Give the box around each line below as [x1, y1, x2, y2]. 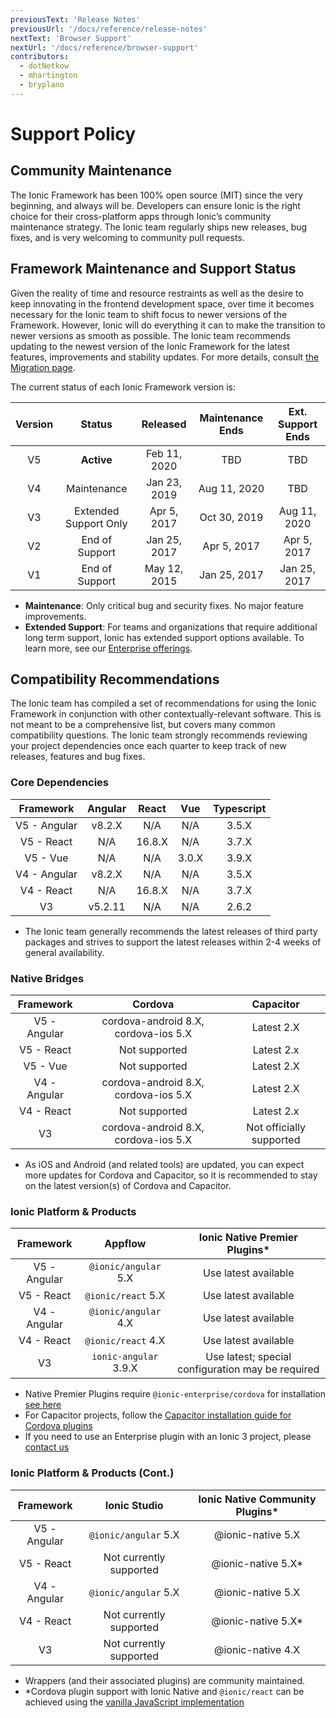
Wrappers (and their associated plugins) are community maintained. [24, 1674, 306, 1686]
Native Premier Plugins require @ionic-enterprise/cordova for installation [24, 1388, 326, 1400]
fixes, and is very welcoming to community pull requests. [10, 231, 245, 243]
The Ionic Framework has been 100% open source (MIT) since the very [10, 189, 304, 201]
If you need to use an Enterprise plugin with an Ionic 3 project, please [24, 1431, 312, 1443]
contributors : [10, 52, 70, 62]
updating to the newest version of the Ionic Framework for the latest [10, 340, 290, 352]
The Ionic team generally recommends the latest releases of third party [24, 925, 318, 937]
